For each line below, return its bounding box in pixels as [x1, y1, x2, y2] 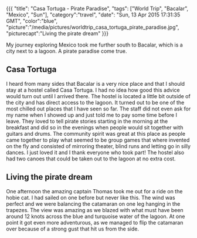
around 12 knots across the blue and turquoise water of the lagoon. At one [6, 213, 185, 220]
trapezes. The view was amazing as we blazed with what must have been [6, 206, 184, 213]
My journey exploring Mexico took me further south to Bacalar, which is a [6, 41, 183, 48]
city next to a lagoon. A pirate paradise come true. [6, 48, 127, 55]
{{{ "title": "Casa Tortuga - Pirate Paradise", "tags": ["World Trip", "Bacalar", [6, 5, 189, 12]
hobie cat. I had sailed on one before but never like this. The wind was [6, 194, 175, 201]
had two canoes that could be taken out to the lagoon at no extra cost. [6, 155, 176, 162]
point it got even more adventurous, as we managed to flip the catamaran [6, 219, 184, 226]
